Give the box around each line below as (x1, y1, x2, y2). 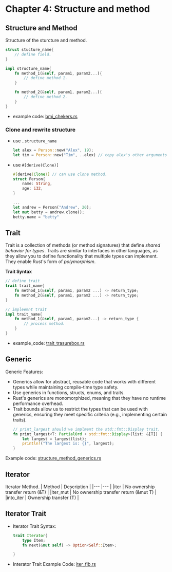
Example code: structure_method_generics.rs (5, 455, 102, 462)
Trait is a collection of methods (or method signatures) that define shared (5, 242, 161, 248)
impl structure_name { (5, 66, 52, 71)
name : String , (22, 181, 52, 187)
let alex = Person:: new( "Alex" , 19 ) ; (12, 147, 94, 153)
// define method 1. (24, 76, 68, 81)
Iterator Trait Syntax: (12, 523, 56, 529)
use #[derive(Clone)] (12, 161, 59, 168)
